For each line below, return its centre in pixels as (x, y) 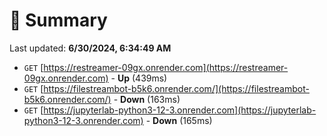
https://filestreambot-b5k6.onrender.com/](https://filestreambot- (176, 88)
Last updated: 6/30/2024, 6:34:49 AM (90, 48)
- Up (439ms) (139, 78)
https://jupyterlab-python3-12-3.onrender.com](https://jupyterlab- (180, 110)
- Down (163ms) (147, 99)
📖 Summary (58, 20)
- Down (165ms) (179, 120)
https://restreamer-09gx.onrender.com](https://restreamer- (166, 67)
